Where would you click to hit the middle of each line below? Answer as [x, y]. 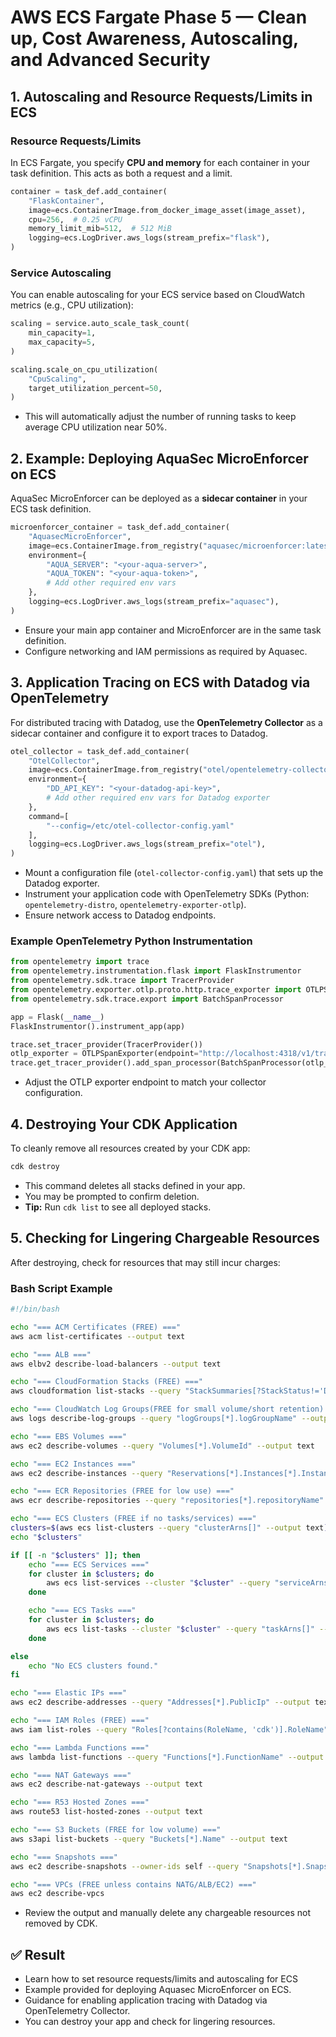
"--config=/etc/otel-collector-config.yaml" [140, 826]
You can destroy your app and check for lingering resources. [150, 2022]
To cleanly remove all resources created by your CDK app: [130, 1148]
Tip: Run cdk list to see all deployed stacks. [118, 1207]
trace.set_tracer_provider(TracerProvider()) [106, 1044]
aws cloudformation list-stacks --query [96, 1391]
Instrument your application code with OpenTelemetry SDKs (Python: [167, 894]
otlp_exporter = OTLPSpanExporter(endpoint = [104, 1054]
